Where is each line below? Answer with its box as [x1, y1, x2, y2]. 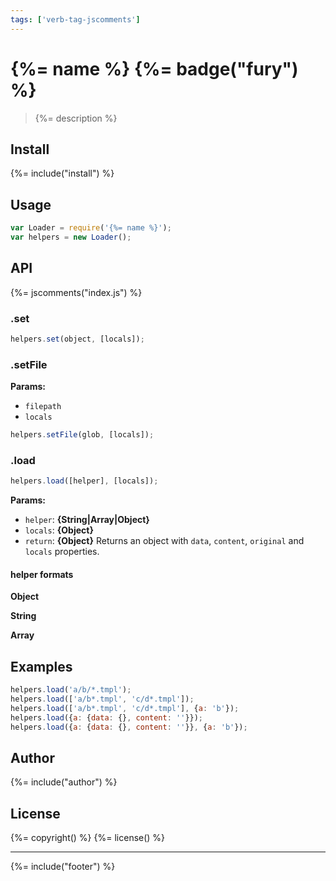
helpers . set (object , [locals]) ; [10, 334, 145, 345]
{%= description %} [34, 112, 118, 124]
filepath [24, 402, 62, 412]
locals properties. [24, 546, 100, 558]
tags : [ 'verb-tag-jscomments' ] [10, 14, 141, 25]
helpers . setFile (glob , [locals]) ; [10, 430, 155, 440]
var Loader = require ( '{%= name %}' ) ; [10, 223, 172, 233]
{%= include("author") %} [10, 776, 118, 788]
